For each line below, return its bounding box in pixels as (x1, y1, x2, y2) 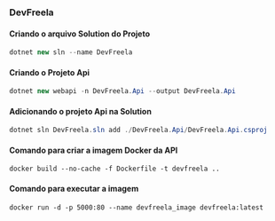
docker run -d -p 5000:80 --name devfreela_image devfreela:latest (9, 202, 264, 212)
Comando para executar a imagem (9, 183, 139, 193)
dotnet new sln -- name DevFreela (9, 48, 133, 57)
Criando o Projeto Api (9, 67, 90, 77)
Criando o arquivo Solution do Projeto (9, 28, 151, 39)
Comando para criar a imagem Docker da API (9, 145, 178, 155)
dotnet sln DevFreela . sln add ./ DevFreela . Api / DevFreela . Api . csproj (9, 126, 268, 135)
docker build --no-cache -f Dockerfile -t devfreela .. (9, 164, 220, 174)
